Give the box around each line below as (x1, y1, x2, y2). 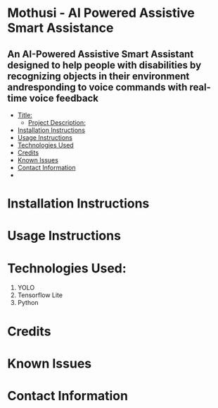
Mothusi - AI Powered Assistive (7, 5, 195, 21)
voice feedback (29, 92, 98, 104)
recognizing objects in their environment (7, 70, 190, 82)
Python (17, 299, 39, 307)
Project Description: (27, 119, 86, 126)
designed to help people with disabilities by (7, 59, 202, 71)
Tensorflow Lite (17, 291, 63, 299)
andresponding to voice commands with (7, 81, 188, 93)
